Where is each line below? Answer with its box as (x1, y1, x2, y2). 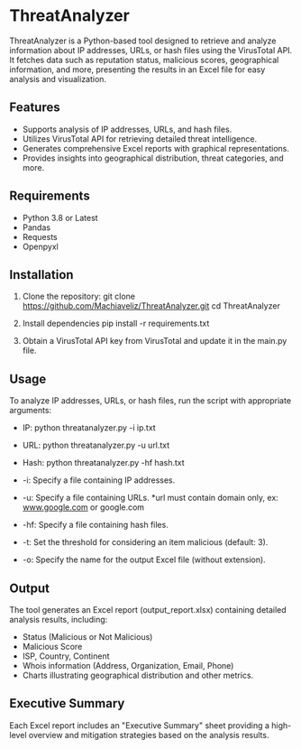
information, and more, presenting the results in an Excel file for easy (9, 64, 266, 75)
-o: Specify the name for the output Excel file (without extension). (22, 554, 266, 565)
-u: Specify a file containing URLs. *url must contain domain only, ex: (22, 493, 279, 504)
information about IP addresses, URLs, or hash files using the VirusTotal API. (9, 44, 293, 55)
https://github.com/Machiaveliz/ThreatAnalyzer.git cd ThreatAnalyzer (22, 301, 281, 311)
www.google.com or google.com (22, 502, 145, 513)
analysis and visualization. (9, 73, 106, 84)
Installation (9, 267, 74, 282)
